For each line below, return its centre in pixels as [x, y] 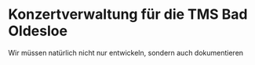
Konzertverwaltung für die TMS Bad [128, 14]
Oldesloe [38, 31]
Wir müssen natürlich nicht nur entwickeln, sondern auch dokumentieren [126, 52]
